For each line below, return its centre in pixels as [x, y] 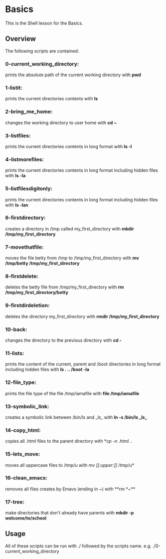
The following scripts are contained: [42, 51]
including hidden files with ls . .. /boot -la [47, 370]
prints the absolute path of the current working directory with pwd [73, 75]
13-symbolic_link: [27, 406]
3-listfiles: [18, 135]
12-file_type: [21, 383]
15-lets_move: [23, 454]
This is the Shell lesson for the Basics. [44, 23]
